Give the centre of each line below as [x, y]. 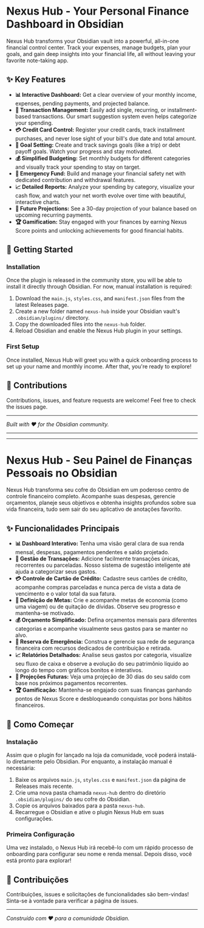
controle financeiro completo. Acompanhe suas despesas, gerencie [91, 496]
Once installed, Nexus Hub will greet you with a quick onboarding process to [102, 360]
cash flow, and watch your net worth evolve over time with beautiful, [100, 195]
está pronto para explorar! [39, 860]
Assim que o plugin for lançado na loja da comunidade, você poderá [92, 755]
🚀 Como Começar [40, 724]
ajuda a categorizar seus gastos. [56, 572]
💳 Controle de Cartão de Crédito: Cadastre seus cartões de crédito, [101, 578]
